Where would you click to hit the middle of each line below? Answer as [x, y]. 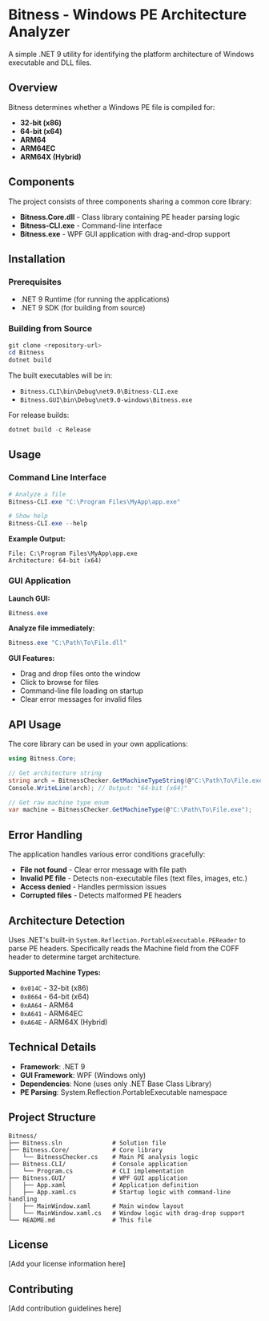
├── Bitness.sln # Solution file [87, 1143]
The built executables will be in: [60, 375]
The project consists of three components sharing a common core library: [130, 201]
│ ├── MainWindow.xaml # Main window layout [96, 1206]
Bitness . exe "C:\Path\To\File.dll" [68, 643]
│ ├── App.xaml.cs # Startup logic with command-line [119, 1192]
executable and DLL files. [50, 63]
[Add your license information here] [67, 1264]
